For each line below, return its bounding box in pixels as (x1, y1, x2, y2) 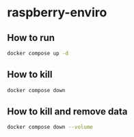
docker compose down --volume (7, 124, 94, 131)
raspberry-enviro (7, 5, 107, 20)
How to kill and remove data (7, 106, 128, 117)
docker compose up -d (7, 50, 69, 57)
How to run (7, 32, 55, 44)
